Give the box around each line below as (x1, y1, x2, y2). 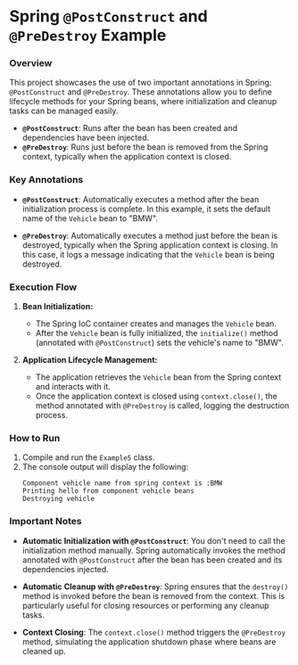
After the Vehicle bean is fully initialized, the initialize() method (35, 328, 278, 339)
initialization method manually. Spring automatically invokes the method (21, 545, 286, 555)
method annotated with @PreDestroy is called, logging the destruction (35, 400, 290, 411)
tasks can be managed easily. (9, 105, 119, 117)
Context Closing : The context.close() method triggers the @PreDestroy (21, 627, 286, 637)
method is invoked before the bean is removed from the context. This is (21, 590, 286, 601)
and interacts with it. (35, 382, 112, 392)
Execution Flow (9, 281, 78, 293)
